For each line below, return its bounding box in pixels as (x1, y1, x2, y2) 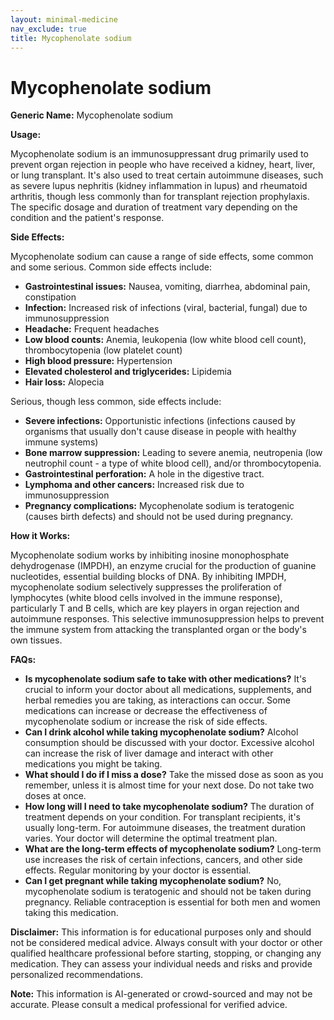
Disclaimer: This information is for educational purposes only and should (10, 926, 312, 938)
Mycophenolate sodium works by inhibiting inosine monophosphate (10, 549, 290, 561)
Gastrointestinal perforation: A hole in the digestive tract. (24, 468, 265, 480)
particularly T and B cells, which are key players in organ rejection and (10, 602, 300, 615)
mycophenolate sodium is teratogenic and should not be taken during (24, 886, 312, 898)
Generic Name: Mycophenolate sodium (10, 109, 174, 121)
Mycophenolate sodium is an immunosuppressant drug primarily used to (10, 148, 309, 160)
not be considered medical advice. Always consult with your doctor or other (10, 937, 323, 949)
